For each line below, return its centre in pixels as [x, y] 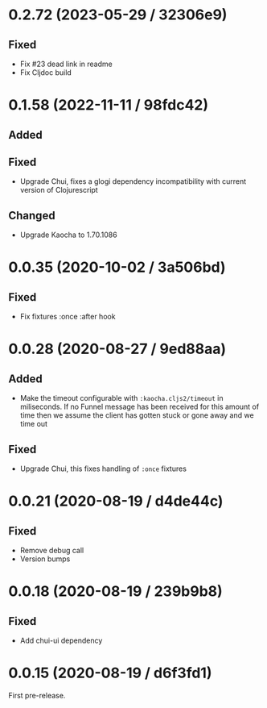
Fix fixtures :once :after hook [68, 317]
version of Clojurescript [59, 190]
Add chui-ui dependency [61, 641]
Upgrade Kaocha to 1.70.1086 [69, 235]
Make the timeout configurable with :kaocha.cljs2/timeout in [121, 398]
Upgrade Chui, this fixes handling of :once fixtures [103, 469]
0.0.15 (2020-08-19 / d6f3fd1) [110, 673]
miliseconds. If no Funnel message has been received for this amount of [140, 407]
